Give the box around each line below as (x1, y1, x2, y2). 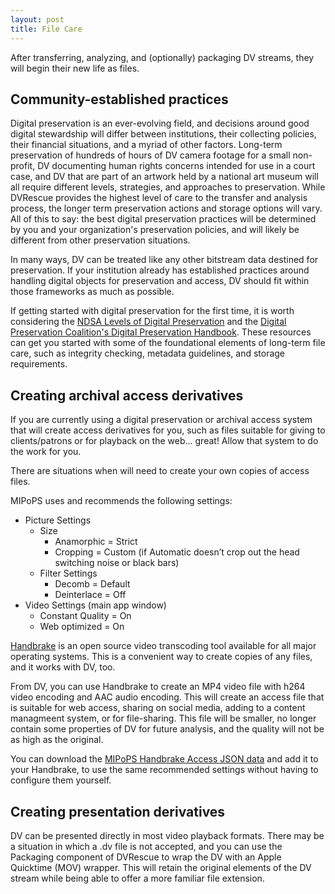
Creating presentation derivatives (10, 803, 226, 820)
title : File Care (10, 24, 83, 34)
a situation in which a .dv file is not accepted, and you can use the (10, 840, 283, 852)
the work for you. (10, 446, 82, 458)
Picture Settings (24, 514, 92, 526)
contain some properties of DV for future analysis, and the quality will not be (10, 723, 325, 735)
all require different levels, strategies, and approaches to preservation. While (10, 181, 326, 193)
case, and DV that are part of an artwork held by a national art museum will (10, 171, 319, 183)
